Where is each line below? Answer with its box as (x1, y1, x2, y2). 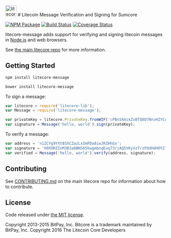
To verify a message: (5, 131, 49, 137)
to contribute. (5, 183, 34, 190)
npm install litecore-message (5, 75, 70, 80)
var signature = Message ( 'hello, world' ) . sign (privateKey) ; (5, 122, 136, 127)
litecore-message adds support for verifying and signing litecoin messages (5, 32, 163, 37)
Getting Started (5, 61, 55, 70)
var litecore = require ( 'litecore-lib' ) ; (5, 103, 95, 109)
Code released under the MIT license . (5, 211, 84, 218)
